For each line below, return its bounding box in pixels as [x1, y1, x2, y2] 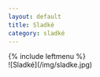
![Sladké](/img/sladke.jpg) [8, 60, 93, 70]
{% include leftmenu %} [8, 52, 87, 61]
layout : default [8, 13, 61, 20]
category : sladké [8, 29, 65, 37]
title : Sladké [8, 20, 55, 29]
